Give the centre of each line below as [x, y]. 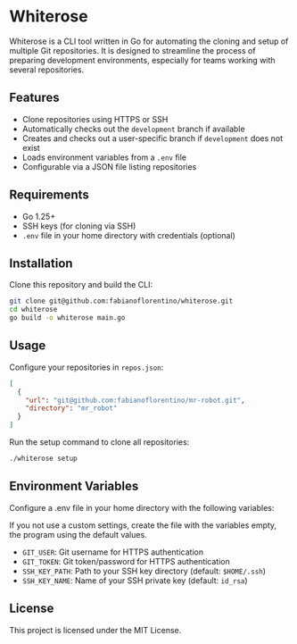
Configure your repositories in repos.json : [87, 367]
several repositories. [47, 70]
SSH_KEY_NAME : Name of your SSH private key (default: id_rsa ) [135, 580]
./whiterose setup [43, 459]
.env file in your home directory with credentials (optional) [129, 235]
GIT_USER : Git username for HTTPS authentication [112, 552]
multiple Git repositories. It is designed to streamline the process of [132, 50]
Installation [41, 263]
